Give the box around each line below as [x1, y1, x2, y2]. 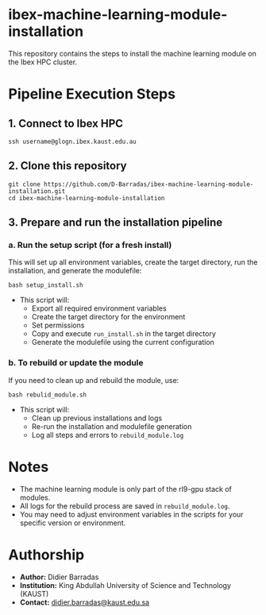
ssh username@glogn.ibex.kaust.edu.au [8, 137, 137, 145]
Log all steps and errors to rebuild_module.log [31, 430, 184, 439]
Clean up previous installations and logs [31, 413, 163, 423]
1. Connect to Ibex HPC [8, 117, 124, 130]
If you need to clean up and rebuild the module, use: [8, 375, 179, 385]
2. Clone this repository [8, 159, 127, 172]
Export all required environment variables [31, 304, 167, 313]
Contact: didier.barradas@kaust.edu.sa [19, 598, 149, 607]
